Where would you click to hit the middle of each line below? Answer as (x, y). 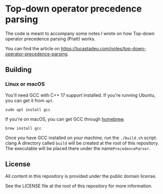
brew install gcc (23, 128)
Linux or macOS (25, 84)
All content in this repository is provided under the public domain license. (81, 176)
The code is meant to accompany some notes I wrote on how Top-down (80, 33)
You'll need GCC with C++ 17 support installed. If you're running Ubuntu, (80, 95)
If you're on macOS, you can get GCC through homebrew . (65, 119)
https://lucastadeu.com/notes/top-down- (103, 48)
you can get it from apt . (29, 100)
